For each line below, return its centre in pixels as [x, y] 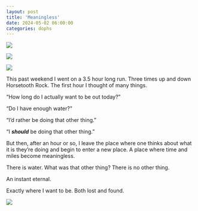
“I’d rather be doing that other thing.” [51, 120]
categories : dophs [29, 28]
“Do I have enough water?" [39, 109]
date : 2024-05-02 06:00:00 [40, 23]
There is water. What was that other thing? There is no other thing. [88, 167]
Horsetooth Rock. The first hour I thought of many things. [77, 85]
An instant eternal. [29, 179]
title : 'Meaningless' [33, 17]
